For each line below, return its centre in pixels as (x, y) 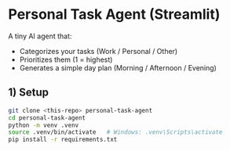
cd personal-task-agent (47, 118)
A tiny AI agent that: (40, 36)
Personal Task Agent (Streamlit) (114, 14)
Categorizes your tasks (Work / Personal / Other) (99, 51)
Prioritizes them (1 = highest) (66, 59)
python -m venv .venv (44, 125)
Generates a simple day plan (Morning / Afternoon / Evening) (118, 67)
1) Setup (29, 93)
